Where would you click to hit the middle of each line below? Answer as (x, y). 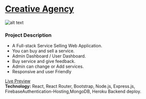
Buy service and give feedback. (44, 61)
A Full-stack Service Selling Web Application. (57, 46)
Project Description (28, 35)
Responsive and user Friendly (42, 72)
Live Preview (18, 81)
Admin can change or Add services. (48, 66)
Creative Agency (40, 9)
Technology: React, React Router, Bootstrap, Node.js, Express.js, (70, 86)
